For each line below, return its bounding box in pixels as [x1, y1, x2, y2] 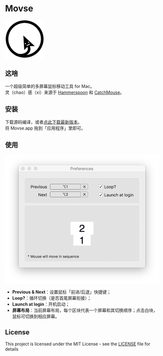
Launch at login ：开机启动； [12, 301, 70, 307]
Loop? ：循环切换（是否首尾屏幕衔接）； [12, 295, 92, 301]
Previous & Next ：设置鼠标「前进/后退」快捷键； [12, 289, 111, 295]
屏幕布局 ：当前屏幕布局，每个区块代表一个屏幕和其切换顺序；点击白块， [12, 308, 158, 313]
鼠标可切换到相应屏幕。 [12, 313, 60, 319]
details [5, 346, 19, 352]
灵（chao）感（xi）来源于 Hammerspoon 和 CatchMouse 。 [5, 89, 124, 95]
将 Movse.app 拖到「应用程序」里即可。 [5, 125, 86, 131]
